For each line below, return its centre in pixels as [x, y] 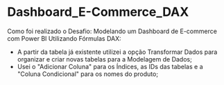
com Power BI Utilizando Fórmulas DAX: [64, 38]
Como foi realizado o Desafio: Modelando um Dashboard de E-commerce [112, 31]
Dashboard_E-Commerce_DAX [98, 12]
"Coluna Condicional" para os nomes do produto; [87, 74]
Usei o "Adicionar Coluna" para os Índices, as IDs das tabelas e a [110, 66]
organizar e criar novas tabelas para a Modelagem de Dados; [104, 59]
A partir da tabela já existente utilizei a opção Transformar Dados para [117, 52]
